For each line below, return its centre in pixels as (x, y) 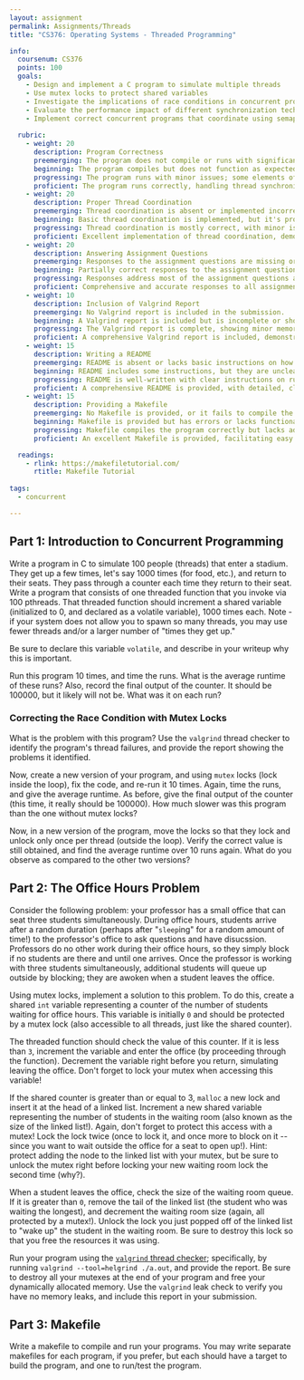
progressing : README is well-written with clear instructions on (159, 380)
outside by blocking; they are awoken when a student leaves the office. (142, 977)
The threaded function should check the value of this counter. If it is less (144, 1041)
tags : (19, 489)
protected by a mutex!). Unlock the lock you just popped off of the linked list (151, 1221)
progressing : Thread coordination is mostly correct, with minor (159, 227)
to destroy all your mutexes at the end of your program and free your (138, 1277)
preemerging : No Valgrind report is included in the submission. (159, 312)
